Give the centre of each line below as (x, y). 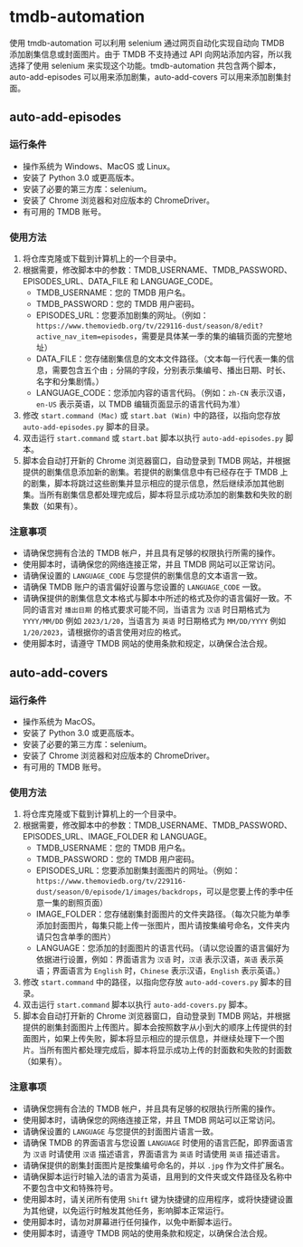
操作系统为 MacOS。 (61, 721)
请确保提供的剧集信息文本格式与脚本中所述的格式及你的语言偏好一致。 (153, 599)
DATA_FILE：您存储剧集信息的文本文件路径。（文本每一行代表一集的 (161, 359)
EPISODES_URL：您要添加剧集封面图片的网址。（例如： (138, 870)
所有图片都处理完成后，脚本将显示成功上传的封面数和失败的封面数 (169, 1050)
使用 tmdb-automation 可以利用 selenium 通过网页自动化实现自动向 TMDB (147, 43)
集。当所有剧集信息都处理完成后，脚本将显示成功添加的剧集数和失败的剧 (157, 494)
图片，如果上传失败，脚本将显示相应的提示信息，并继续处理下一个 (153, 1039)
